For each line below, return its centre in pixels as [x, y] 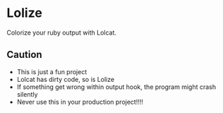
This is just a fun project [52, 71]
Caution [25, 55]
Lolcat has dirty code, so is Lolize [65, 79]
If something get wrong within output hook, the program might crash [116, 87]
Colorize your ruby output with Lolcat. [62, 32]
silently [27, 94]
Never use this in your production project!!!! [80, 102]
